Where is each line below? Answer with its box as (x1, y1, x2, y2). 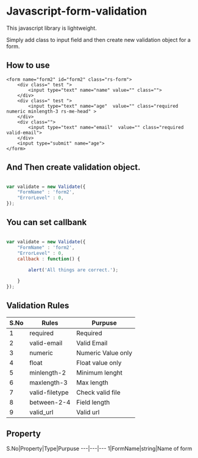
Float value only (76, 358, 122, 367)
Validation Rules (6, 300, 69, 311)
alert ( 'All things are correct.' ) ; (28, 267, 119, 273)
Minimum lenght (76, 368, 123, 376)
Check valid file (76, 388, 121, 397)
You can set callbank (6, 217, 87, 227)
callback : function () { (17, 255, 80, 262)
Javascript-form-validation (6, 4, 147, 18)
